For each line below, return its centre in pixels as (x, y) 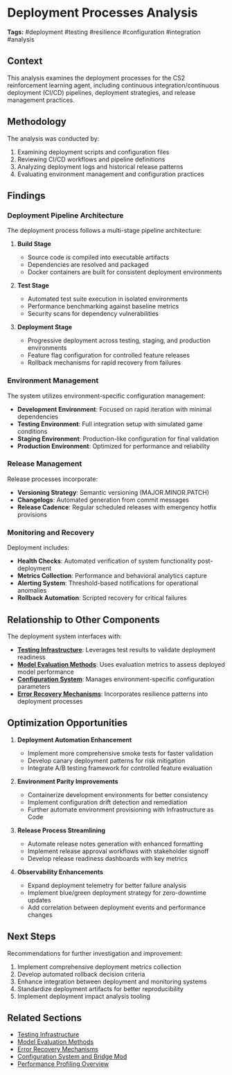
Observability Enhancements (60, 872)
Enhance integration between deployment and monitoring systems (112, 981)
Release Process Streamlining (61, 830)
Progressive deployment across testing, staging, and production (119, 340)
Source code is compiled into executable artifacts (98, 257)
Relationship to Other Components (84, 619)
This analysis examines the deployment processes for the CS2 (96, 78)
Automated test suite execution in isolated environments (108, 299)
